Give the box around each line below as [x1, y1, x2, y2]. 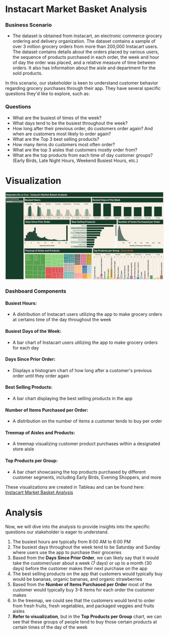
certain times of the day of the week [12, 624, 88, 630]
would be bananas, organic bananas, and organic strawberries [12, 576, 142, 582]
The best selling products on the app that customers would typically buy [12, 571, 163, 577]
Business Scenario [5, 22, 52, 29]
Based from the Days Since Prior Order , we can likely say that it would [12, 555, 159, 561]
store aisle [12, 446, 34, 452]
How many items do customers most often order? [12, 141, 115, 147]
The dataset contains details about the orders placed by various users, [12, 49, 159, 55]
